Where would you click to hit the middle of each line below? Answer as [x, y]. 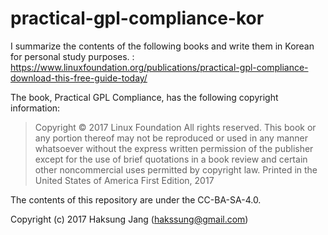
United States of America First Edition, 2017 [124, 180]
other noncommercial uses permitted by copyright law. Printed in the [176, 169]
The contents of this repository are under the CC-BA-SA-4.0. [136, 199]
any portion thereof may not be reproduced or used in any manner [171, 138]
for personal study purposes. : [72, 56]
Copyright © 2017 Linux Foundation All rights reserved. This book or [175, 127]
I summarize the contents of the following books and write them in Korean [162, 46]
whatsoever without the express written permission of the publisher [174, 148]
